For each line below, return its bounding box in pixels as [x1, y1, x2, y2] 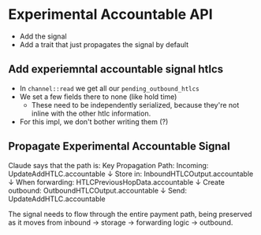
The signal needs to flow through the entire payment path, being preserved [8, 209, 252, 218]
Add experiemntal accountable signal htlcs [8, 63, 223, 76]
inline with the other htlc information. [31, 108, 151, 118]
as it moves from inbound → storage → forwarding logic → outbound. [8, 218, 233, 227]
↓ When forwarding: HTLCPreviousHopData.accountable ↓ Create [8, 177, 226, 186]
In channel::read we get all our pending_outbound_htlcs [19, 83, 199, 93]
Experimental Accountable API [8, 6, 213, 24]
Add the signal [19, 31, 67, 41]
